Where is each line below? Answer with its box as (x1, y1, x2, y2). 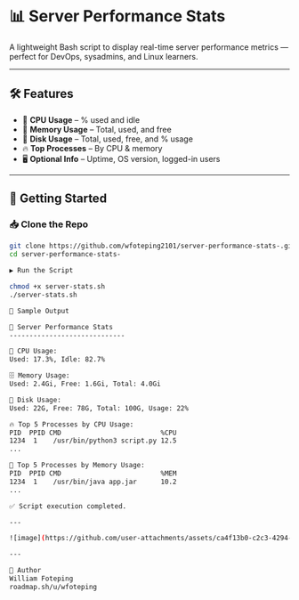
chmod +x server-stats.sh (9, 282, 105, 291)
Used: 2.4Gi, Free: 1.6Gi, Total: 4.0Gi (9, 379, 162, 389)
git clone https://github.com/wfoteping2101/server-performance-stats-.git (9, 241, 296, 251)
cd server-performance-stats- (9, 250, 122, 259)
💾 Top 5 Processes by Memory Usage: (9, 461, 145, 470)
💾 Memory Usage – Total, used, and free (21, 124, 172, 134)
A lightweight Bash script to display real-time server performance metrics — (9, 41, 289, 53)
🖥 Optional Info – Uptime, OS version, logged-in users (21, 153, 221, 164)
